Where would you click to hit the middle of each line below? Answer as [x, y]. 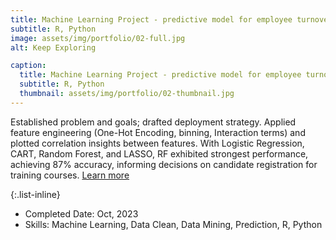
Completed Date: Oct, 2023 [81, 213]
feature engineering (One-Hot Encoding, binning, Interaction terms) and [158, 132]
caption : [28, 66]
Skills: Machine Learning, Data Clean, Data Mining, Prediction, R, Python [173, 224]
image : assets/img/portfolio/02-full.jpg [98, 38]
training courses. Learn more [70, 175]
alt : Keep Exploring [53, 47]
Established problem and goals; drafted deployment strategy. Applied [153, 122]
